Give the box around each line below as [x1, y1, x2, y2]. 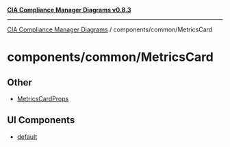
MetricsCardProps [16, 95, 69, 103]
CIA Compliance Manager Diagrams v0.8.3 [7, 6, 131, 14]
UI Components [7, 114, 75, 126]
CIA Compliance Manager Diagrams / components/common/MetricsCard [7, 25, 213, 34]
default [16, 133, 38, 141]
